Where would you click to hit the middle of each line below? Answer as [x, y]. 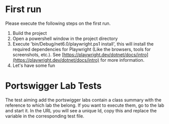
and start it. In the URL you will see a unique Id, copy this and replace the [81, 110]
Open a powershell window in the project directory [65, 38]
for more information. [122, 60]
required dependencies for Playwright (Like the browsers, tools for [82, 49]
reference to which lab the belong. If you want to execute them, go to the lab [85, 105]
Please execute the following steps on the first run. [58, 23]
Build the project [30, 33]
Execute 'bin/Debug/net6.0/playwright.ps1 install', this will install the [83, 44]
